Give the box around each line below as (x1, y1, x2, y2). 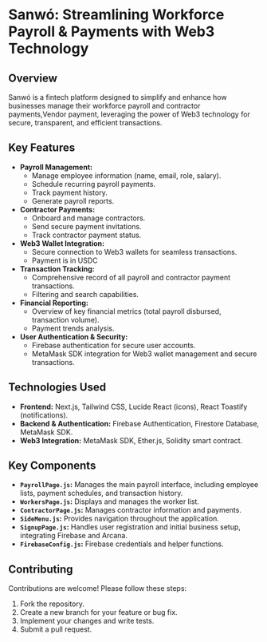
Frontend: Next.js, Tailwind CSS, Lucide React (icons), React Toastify (19, 402, 248, 411)
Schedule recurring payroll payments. (31, 179, 156, 188)
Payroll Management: (19, 162, 93, 172)
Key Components (8, 459, 96, 473)
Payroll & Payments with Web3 (8, 22, 215, 41)
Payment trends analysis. (31, 323, 115, 333)
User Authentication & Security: (19, 331, 128, 341)
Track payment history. (31, 188, 108, 197)
